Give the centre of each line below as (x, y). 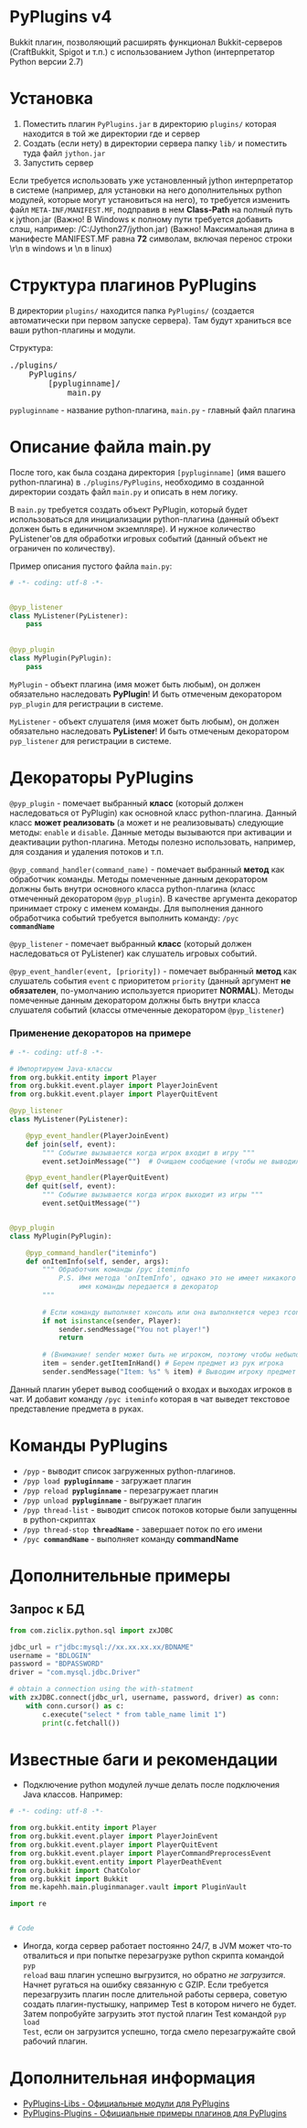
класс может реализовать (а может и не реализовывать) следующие (147, 822)
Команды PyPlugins (89, 1446)
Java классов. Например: (73, 1794)
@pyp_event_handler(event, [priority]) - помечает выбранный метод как (153, 971)
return (71, 1338)
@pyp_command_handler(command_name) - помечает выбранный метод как (147, 869)
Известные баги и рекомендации (144, 1759)
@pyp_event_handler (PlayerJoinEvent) (98, 1135)
